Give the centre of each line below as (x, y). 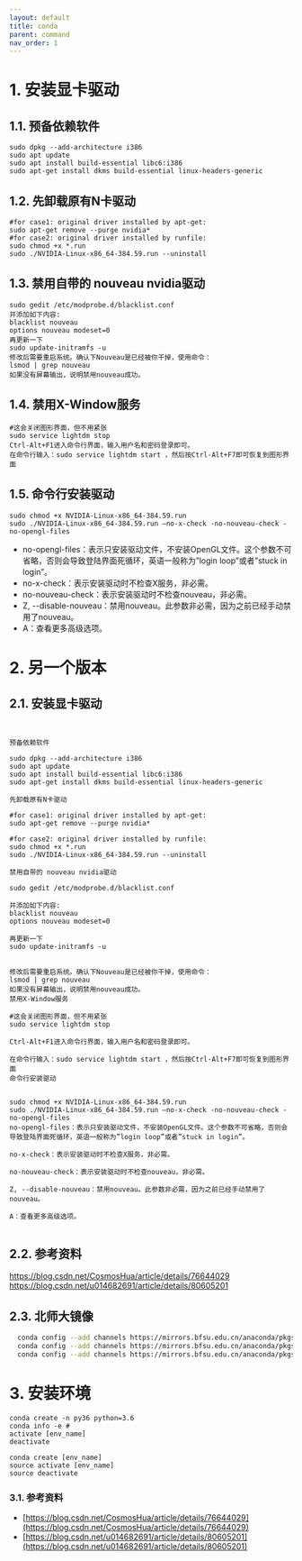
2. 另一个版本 (58, 667)
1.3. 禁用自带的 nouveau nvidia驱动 (107, 283)
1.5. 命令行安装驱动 (62, 494)
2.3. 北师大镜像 (52, 1316)
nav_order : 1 (34, 43)
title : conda (34, 26)
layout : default (40, 18)
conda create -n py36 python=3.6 (72, 1418)
